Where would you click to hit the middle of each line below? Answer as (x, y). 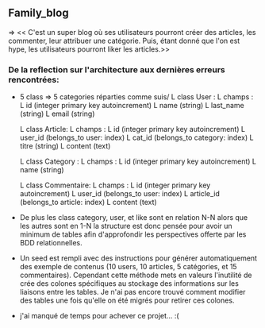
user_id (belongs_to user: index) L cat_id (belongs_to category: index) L (136, 137)
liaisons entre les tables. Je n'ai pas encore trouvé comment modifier (132, 292)
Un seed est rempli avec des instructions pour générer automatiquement (138, 258)
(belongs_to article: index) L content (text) (88, 203)
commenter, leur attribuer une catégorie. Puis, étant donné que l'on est (124, 41)
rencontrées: (34, 79)
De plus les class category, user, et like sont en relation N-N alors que (134, 218)
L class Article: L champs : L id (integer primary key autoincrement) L (132, 129)
